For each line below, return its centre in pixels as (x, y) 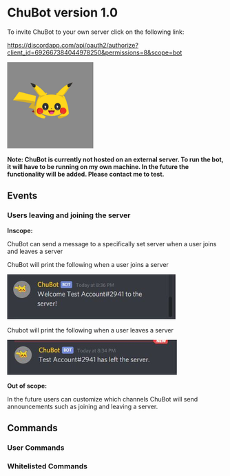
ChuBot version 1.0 (63, 13)
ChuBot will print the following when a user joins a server (88, 264)
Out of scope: (27, 386)
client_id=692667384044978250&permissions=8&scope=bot (95, 52)
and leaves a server (35, 251)
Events (22, 196)
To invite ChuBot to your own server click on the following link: (96, 32)
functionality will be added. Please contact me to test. (86, 174)
